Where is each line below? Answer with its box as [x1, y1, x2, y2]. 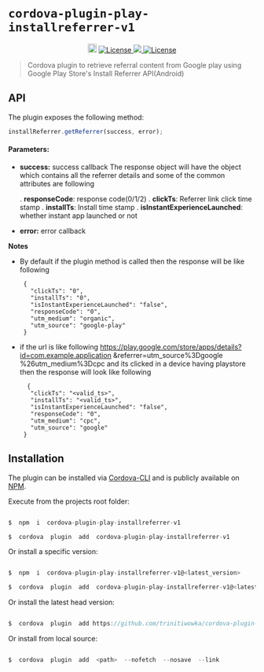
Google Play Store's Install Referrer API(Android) [27, 68, 185, 78]
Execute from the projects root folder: [8, 497, 130, 506]
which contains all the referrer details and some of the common [19, 170, 225, 179]
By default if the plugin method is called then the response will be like [19, 257, 245, 266]
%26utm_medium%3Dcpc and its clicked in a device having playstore [19, 359, 246, 368]
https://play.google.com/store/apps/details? [100, 342, 242, 352]
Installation [8, 452, 64, 466]
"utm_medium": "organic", [30, 314, 115, 323]
